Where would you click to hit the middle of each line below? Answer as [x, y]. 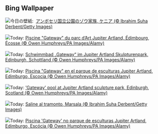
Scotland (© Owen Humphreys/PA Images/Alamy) [56, 92]
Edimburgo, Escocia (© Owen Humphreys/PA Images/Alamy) [68, 76]
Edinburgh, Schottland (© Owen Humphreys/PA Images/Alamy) [70, 59]
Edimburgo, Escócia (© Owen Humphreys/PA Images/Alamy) [68, 126]
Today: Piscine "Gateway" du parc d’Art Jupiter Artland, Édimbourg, [80, 37]
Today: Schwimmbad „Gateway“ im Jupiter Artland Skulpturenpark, [79, 54]
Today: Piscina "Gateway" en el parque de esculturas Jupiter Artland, [81, 71]
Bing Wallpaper [29, 8]
